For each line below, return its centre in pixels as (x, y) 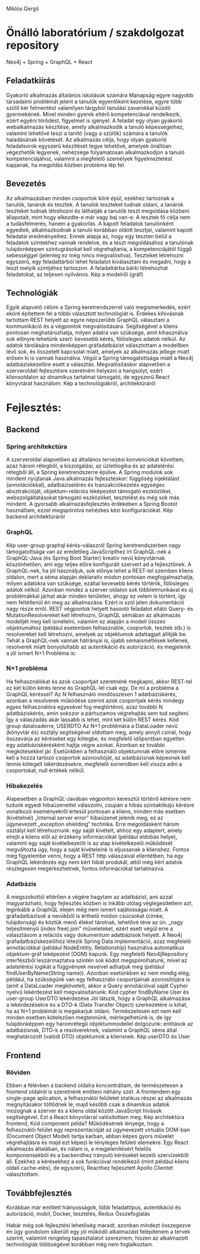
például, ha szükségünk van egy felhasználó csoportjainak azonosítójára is (98, 979)
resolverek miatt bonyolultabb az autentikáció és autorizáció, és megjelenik (99, 647)
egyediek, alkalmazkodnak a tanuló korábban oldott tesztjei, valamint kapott (99, 230)
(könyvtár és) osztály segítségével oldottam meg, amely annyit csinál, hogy (99, 732)
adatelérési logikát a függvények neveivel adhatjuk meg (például (85, 967)
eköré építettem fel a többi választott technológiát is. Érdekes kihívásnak (95, 314)
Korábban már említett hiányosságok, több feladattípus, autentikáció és (93, 1207)
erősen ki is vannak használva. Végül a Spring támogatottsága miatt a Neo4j (100, 358)
